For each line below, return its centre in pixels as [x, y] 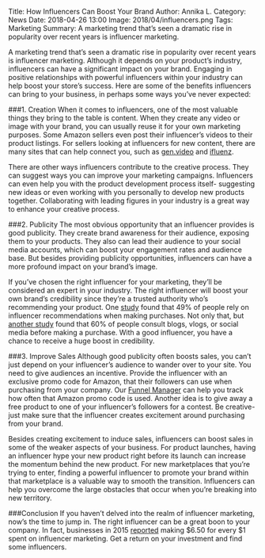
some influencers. [38, 547]
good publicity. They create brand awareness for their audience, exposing [129, 233]
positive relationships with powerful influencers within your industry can [125, 77]
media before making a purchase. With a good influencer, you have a [121, 333]
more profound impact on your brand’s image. [83, 266]
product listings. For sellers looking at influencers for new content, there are [132, 143]
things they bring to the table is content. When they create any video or [124, 118]
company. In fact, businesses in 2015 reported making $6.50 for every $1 [127, 530]
